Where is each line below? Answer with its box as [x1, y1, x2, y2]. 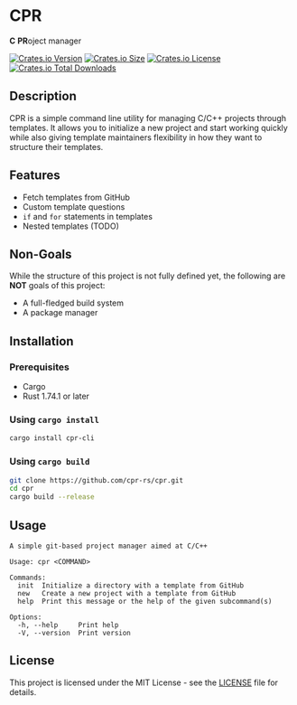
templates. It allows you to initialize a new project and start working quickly [9, 122, 289, 133]
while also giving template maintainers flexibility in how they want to [9, 132, 263, 143]
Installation [9, 334, 74, 349]
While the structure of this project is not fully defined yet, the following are [9, 270, 286, 281]
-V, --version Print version [17, 628, 131, 637]
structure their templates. [9, 141, 104, 152]
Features [9, 168, 60, 183]
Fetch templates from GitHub [22, 192, 131, 202]
